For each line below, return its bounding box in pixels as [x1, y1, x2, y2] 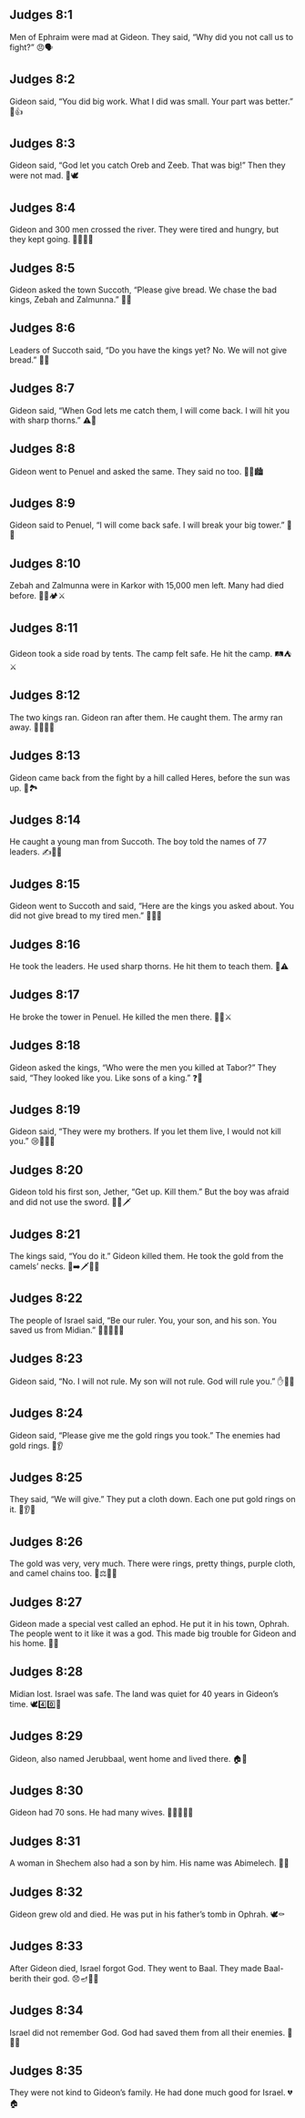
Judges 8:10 [9, 556, 81, 571]
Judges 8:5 [9, 260, 76, 276]
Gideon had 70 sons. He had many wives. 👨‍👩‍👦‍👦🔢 [9, 1807, 194, 1818]
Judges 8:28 [9, 1664, 84, 1680]
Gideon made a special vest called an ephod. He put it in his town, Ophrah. [9, 1618, 290, 1629]
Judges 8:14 [9, 812, 82, 827]
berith [9, 1972, 32, 1984]
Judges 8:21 [9, 1226, 81, 1242]
